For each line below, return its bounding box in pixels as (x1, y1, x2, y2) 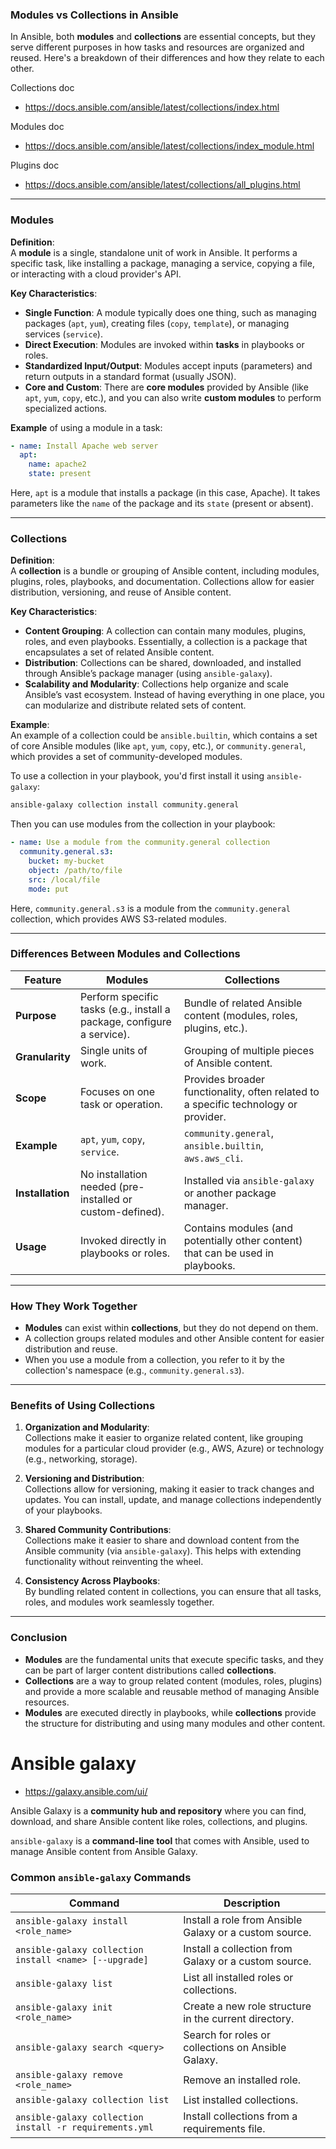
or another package (183, 1186, 277, 1200)
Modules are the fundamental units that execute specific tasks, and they (24, 1653, 324, 1665)
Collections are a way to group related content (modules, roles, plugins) (24, 1674, 323, 1687)
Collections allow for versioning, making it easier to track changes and (24, 1483, 315, 1495)
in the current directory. (183, 2011, 295, 2025)
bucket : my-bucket (28, 856, 105, 867)
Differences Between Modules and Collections (10, 947, 241, 961)
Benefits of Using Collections (10, 1399, 156, 1413)
